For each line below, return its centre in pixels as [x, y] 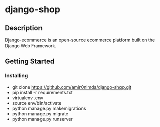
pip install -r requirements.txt [42, 92]
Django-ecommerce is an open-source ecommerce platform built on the [80, 40]
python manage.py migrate [40, 114]
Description [24, 28]
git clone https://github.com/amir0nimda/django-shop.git [72, 87]
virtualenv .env [28, 98]
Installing [16, 76]
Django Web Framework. [31, 46]
